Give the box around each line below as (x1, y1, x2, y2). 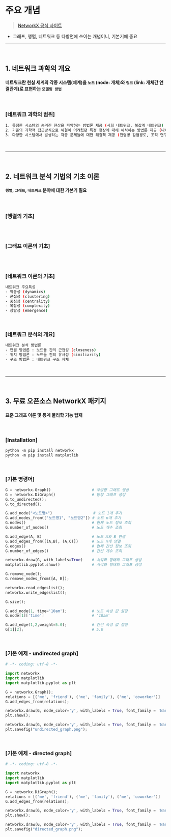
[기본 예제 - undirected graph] (5, 650, 79, 657)
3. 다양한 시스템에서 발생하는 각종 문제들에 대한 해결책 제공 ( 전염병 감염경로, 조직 (5, 132, 158, 137)
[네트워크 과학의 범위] (5, 111, 55, 118)
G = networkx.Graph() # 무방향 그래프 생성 (5, 487, 129, 493)
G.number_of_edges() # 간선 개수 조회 (5, 548, 122, 554)
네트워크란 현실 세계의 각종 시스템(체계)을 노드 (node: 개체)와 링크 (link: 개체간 (5, 79, 159, 85)
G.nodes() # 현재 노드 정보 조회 (5, 520, 131, 526)
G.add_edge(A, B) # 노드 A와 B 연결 (5, 534, 126, 539)
